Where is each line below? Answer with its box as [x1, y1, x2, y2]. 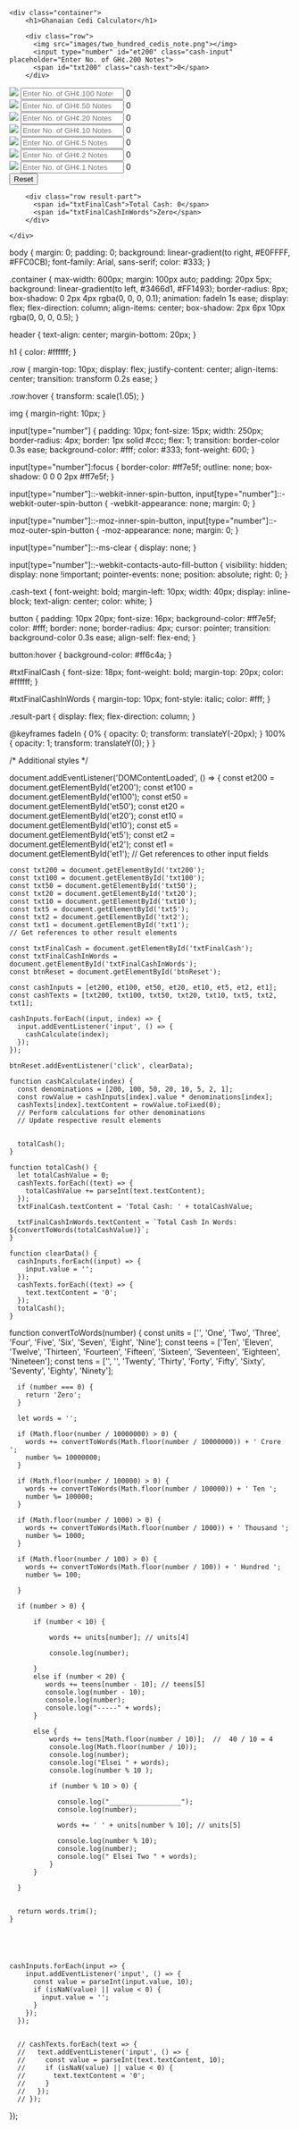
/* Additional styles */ [9, 756, 89, 765]
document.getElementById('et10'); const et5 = [9, 820, 179, 831]
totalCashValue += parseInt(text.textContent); [25, 1187, 205, 1196]
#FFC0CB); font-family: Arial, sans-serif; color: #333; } [9, 257, 212, 267]
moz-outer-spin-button [9, 525, 95, 536]
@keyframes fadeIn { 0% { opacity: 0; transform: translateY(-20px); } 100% [9, 729, 287, 739]
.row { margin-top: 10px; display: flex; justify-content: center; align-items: [9, 364, 278, 375]
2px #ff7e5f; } [63, 471, 115, 482]
